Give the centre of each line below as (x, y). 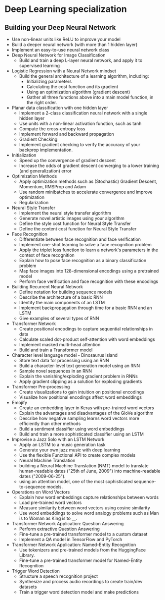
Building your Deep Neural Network (60, 27)
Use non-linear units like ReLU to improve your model (66, 39)
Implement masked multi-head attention (60, 345)
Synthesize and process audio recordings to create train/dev (81, 581)
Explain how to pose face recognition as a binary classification (83, 260)
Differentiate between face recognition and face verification (80, 239)
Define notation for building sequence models (66, 292)
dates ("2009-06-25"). (42, 476)
